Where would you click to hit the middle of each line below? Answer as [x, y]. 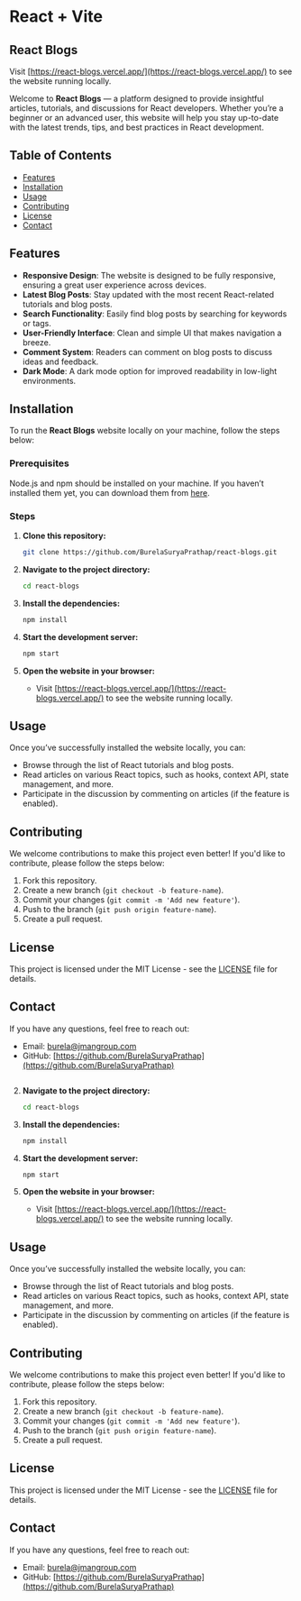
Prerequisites [39, 463]
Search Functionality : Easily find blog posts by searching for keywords [155, 314]
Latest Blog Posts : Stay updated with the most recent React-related [148, 294]
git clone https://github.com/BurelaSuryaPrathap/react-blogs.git [150, 553]
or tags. [36, 323]
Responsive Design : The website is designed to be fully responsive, [149, 275]
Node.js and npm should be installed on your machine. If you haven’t [137, 483]
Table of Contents [61, 156]
